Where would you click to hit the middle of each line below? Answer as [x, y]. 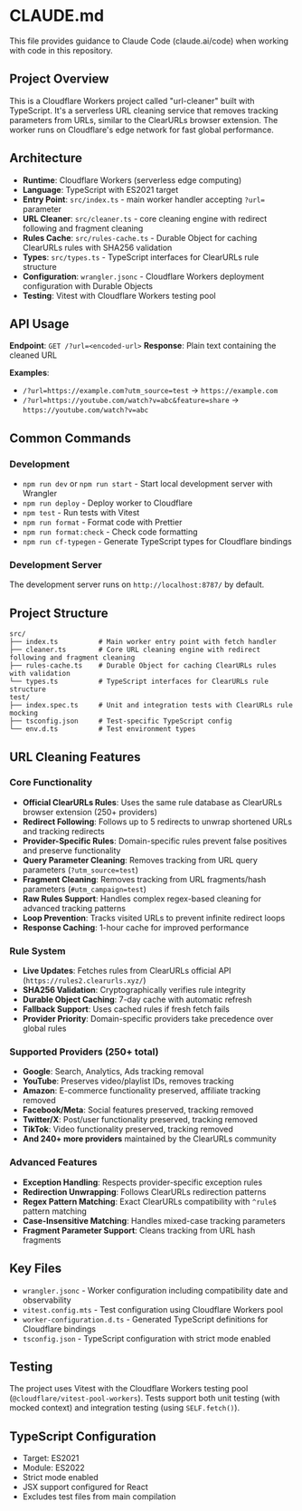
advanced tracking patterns [74, 908]
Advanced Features [53, 1162]
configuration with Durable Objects [88, 285]
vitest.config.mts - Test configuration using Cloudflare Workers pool [152, 1309]
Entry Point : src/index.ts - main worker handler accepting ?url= [143, 199]
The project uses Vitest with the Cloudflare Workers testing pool [129, 1389]
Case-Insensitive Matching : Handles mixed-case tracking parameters [154, 1220]
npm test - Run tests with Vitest [81, 513]
